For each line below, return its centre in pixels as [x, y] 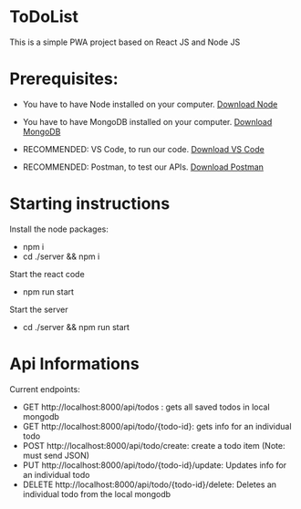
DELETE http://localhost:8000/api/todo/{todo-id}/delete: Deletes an [149, 484]
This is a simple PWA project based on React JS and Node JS [125, 42]
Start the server [39, 309]
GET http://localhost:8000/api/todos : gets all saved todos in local [146, 407]
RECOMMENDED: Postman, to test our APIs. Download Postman [143, 167]
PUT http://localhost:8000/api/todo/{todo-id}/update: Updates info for [155, 465]
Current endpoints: [45, 389]
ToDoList [44, 17]
